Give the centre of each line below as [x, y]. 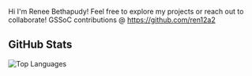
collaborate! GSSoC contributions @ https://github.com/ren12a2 [112, 20]
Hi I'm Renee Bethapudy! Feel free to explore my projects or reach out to [126, 11]
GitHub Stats [40, 45]
